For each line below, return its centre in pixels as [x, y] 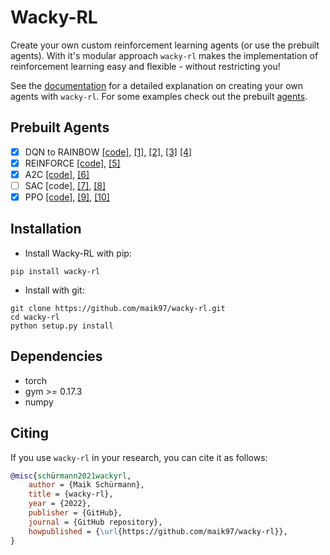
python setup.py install [62, 326]
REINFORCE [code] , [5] [72, 163]
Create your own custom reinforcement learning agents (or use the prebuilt [165, 45]
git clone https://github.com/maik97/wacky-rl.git [118, 308]
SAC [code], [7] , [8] [65, 185]
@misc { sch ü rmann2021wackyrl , [71, 476]
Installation [46, 229]
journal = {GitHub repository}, [95, 522]
